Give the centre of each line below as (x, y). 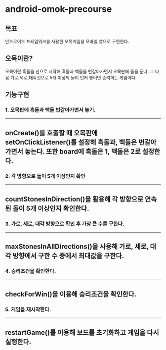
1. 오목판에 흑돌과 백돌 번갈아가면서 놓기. (50, 110)
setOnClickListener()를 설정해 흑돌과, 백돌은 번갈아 (81, 142)
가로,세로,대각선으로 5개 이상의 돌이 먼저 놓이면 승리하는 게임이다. (73, 77)
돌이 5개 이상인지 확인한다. (51, 208)
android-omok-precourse (59, 9)
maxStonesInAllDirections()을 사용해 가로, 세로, (77, 247)
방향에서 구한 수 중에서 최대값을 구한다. (68, 256)
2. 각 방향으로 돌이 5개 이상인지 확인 (45, 176)
